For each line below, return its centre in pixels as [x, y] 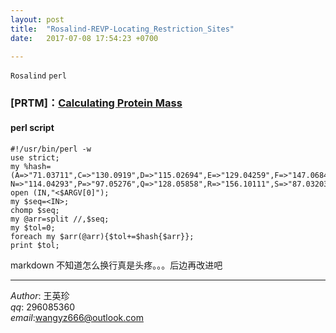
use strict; [35, 157]
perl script [32, 127]
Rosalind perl [38, 76]
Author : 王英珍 [40, 295]
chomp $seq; [35, 210]
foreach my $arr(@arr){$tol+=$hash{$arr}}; [102, 236]
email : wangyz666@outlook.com [77, 317]
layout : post [37, 19]
